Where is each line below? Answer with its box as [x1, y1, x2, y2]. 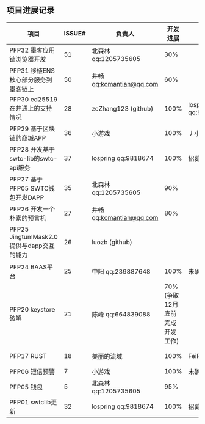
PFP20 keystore [9, 305, 56, 313]
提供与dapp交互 [9, 241, 55, 250]
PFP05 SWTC [9, 184, 49, 192]
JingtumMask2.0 [9, 232, 58, 241]
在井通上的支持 [9, 104, 53, 112]
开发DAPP [15, 193, 45, 202]
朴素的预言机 [9, 214, 47, 222]
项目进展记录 [6, 5, 55, 16]
